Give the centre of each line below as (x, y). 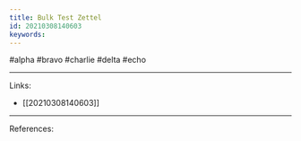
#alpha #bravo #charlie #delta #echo (77, 60)
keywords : (28, 34)
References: (31, 129)
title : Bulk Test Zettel (56, 18)
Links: (20, 85)
